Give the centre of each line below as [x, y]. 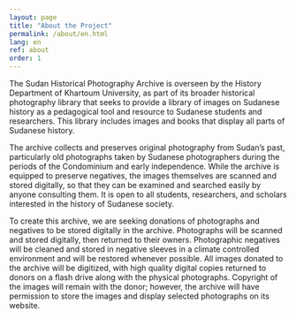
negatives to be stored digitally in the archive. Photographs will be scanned [146, 230]
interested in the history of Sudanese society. [92, 204]
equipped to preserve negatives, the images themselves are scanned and [143, 176]
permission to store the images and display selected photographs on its [139, 296]
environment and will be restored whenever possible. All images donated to [146, 258]
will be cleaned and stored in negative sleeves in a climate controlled [134, 249]
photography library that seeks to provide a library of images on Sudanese [144, 102]
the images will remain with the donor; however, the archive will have [134, 287]
